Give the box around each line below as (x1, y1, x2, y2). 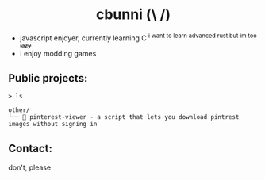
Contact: (8, 141, 53, 155)
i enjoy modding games (19, 48, 97, 58)
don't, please (8, 163, 52, 172)
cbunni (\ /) (95, 6, 171, 24)
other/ (8, 106, 30, 114)
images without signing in (8, 121, 98, 128)
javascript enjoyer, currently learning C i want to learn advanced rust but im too (19, 32, 257, 43)
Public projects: (8, 71, 88, 85)
